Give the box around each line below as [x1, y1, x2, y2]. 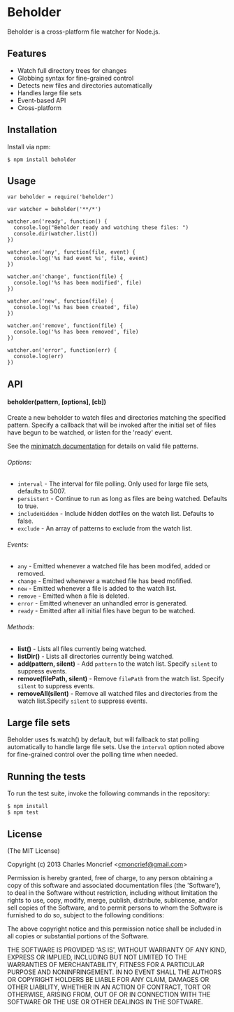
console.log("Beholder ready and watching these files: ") [13, 224, 189, 231]
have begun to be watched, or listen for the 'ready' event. [7, 428, 173, 437]
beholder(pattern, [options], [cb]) [7, 397, 107, 406]
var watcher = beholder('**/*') [7, 206, 101, 213]
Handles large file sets [17, 88, 82, 97]
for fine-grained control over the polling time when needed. [7, 751, 178, 759]
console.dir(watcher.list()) [13, 231, 98, 238]
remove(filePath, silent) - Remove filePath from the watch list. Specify [17, 674, 225, 683]
